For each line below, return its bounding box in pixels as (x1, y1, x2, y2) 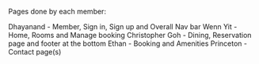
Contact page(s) (8, 47, 62, 56)
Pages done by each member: (8, 7, 107, 16)
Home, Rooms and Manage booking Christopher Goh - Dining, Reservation (8, 31, 252, 40)
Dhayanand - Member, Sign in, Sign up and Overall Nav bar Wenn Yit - (8, 22, 238, 31)
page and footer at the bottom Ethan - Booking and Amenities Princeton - (8, 39, 248, 48)
